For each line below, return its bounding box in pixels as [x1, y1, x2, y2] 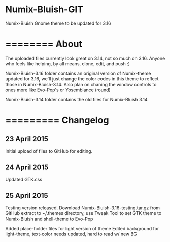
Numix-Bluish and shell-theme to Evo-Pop [5, 216, 93, 222]
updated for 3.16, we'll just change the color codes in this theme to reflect [5, 75, 159, 82]
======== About [5, 38, 83, 50]
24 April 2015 [5, 163, 49, 172]
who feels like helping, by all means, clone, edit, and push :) [5, 60, 130, 67]
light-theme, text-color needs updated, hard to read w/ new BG [5, 231, 137, 237]
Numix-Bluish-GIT [5, 4, 84, 15]
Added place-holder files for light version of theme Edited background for [5, 225, 159, 231]
